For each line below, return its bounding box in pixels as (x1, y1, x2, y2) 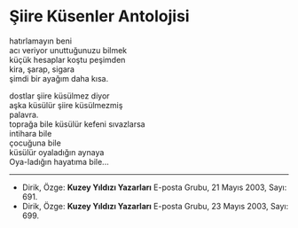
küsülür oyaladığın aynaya (9, 146, 105, 157)
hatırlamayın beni (9, 35, 73, 46)
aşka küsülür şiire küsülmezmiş (9, 99, 123, 110)
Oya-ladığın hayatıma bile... (9, 156, 109, 167)
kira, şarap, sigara (9, 64, 75, 75)
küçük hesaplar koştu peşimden (9, 54, 126, 65)
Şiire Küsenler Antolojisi (9, 6, 190, 27)
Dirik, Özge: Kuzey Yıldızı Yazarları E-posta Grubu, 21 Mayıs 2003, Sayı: (21, 182, 287, 193)
